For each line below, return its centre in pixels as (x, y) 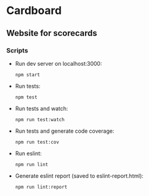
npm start (28, 75)
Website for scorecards (52, 33)
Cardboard (34, 11)
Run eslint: (28, 153)
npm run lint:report (41, 187)
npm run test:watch (40, 119)
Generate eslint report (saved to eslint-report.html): (79, 176)
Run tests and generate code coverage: (64, 131)
